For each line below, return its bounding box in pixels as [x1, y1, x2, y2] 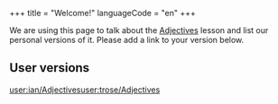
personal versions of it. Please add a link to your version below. [9, 35, 245, 45]
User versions [9, 60, 90, 75]
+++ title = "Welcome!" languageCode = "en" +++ [9, 8, 196, 18]
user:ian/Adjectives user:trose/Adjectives [9, 84, 161, 95]
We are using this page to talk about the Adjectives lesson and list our [9, 25, 269, 35]
